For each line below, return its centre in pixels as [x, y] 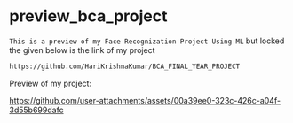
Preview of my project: [50, 83]
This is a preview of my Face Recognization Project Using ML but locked [147, 41]
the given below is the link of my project [82, 50]
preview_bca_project [88, 16]
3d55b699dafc [36, 110]
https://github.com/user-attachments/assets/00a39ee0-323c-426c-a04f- [145, 100]
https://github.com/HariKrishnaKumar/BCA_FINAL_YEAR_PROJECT [125, 66]
